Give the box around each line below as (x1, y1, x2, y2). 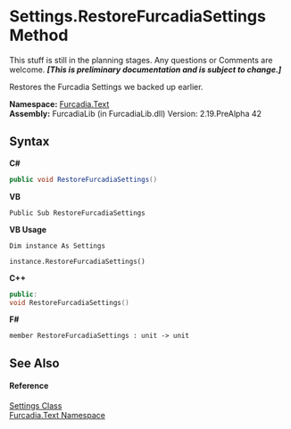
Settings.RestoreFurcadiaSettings (9, 6, 266, 27)
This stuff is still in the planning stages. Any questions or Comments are (9, 54, 273, 65)
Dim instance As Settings (9, 241, 105, 251)
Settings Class (9, 400, 62, 411)
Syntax (9, 134, 50, 149)
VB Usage (9, 224, 47, 235)
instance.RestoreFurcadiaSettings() (9, 257, 145, 266)
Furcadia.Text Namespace (9, 409, 105, 420)
